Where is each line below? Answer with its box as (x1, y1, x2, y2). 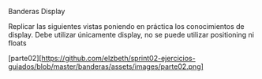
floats (8, 38, 27, 48)
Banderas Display (8, 7, 65, 16)
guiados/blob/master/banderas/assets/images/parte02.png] (8, 62, 204, 71)
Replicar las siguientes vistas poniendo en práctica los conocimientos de (8, 22, 245, 31)
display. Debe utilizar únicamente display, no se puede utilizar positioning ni (8, 31, 255, 39)
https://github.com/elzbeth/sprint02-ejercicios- (41, 54, 196, 63)
